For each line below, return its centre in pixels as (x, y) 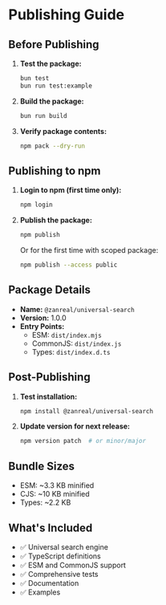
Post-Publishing (49, 378)
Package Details (49, 290)
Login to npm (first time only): (71, 190)
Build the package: (52, 101)
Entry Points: (42, 326)
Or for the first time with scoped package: (89, 250)
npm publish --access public (69, 265)
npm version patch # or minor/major (83, 441)
